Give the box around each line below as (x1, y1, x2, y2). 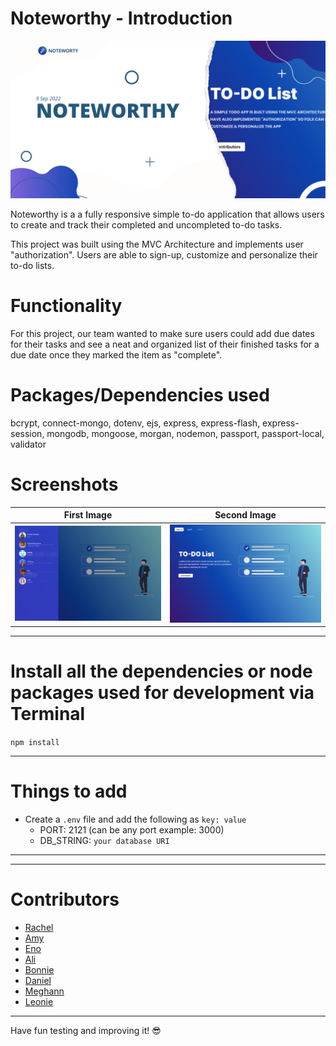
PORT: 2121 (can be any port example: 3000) (39, 823, 225, 836)
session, (10, 427, 45, 439)
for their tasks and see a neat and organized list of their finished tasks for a (10, 338, 320, 350)
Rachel (24, 921, 54, 933)
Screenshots (10, 473, 119, 496)
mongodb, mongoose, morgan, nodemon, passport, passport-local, (46, 427, 325, 439)
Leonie (24, 995, 54, 1007)
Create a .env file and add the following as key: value (24, 813, 247, 825)
